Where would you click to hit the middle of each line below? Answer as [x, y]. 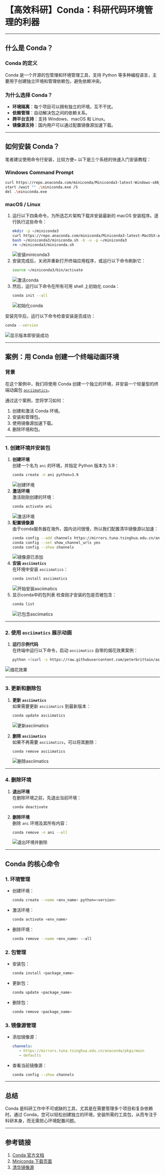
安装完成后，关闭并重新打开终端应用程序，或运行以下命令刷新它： [79, 261]
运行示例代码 [25, 644]
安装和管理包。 [27, 417]
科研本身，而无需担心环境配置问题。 [42, 1121]
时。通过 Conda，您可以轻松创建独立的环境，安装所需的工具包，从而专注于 [81, 1115]
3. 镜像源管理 [21, 1025]
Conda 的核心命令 [32, 864]
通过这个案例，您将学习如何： [35, 400]
